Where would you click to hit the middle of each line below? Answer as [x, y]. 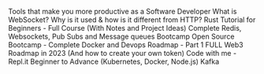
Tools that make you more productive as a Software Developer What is [123, 11]
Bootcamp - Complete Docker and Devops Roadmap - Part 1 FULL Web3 [126, 45]
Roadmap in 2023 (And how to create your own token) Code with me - [123, 53]
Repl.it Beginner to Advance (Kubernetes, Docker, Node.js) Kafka [114, 61]
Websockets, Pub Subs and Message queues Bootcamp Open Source [121, 36]
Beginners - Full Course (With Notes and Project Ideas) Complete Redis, [125, 28]
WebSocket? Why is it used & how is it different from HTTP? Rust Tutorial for [132, 20]
